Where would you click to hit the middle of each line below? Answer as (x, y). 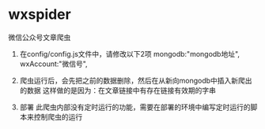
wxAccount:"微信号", (54, 64)
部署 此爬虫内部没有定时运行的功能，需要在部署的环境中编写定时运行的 (135, 107)
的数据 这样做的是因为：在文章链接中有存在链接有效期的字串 (117, 90)
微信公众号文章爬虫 (40, 37)
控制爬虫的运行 (58, 116)
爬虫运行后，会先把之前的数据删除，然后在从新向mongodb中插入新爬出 (136, 80)
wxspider (40, 15)
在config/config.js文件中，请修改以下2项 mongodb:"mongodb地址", (129, 53)
